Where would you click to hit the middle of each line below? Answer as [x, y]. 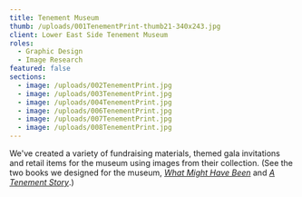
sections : [28, 77]
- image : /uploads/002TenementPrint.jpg [95, 85]
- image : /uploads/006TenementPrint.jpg [95, 111]
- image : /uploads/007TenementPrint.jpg [95, 119]
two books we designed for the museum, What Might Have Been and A [142, 172]
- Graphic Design [50, 52]
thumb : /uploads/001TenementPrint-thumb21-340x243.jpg [115, 26]
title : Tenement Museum [54, 18]
